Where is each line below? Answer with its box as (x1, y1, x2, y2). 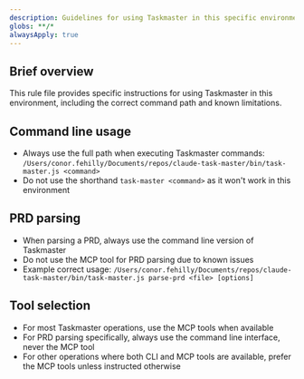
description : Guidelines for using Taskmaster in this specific (9, 13, 257, 23)
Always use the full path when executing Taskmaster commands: (22, 148, 265, 159)
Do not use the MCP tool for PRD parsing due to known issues (22, 254, 254, 265)
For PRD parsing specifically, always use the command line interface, (22, 332, 280, 343)
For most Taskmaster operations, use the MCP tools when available (22, 322, 274, 333)
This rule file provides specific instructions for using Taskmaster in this (9, 88, 273, 99)
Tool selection (9, 298, 90, 314)
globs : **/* (9, 22, 54, 31)
